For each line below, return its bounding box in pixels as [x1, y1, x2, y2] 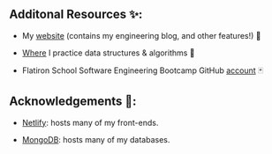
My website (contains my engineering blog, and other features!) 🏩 [21, 30, 261, 40]
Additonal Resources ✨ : [9, 7, 143, 22]
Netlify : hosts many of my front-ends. [21, 117, 159, 128]
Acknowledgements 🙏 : [9, 94, 137, 109]
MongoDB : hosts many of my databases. [21, 134, 170, 144]
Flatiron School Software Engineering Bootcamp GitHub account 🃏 [21, 65, 264, 76]
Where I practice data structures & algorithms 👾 [21, 48, 196, 58]
